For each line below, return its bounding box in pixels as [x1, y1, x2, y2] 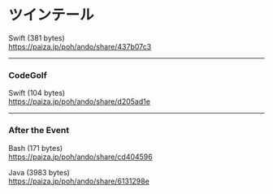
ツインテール [8, 6, 95, 24]
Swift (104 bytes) [8, 88, 66, 98]
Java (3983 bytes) [8, 167, 71, 177]
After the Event [8, 125, 70, 136]
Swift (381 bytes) [8, 32, 65, 43]
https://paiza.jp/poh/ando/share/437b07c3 [8, 41, 152, 51]
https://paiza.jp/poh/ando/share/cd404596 [8, 152, 153, 162]
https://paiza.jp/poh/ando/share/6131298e [8, 176, 150, 186]
